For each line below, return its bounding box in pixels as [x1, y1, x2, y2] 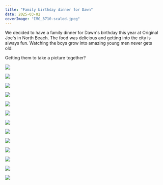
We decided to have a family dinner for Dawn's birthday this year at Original [5, 30, 159, 36]
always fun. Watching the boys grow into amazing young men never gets [5, 40, 152, 46]
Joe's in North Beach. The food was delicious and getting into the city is [5, 35, 151, 41]
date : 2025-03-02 [5, 12, 41, 17]
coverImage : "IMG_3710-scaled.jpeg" [5, 16, 80, 21]
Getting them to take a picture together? [5, 55, 86, 61]
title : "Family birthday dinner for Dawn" [5, 7, 93, 12]
